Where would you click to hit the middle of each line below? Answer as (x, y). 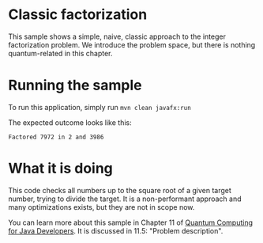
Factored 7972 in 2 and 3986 (56, 137)
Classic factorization (78, 15)
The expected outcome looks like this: (70, 122)
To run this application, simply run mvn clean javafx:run (100, 107)
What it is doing (60, 169)
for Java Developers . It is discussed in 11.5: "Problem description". (116, 230)
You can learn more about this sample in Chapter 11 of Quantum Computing (131, 222)
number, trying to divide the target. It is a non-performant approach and (125, 199)
